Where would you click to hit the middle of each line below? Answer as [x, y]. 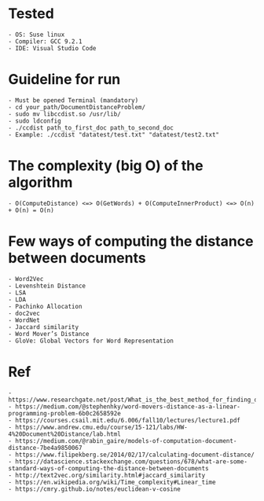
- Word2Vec [26, 279]
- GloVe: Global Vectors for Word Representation [91, 341]
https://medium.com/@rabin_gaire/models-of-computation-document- [126, 441]
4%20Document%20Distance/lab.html [65, 434]
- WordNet [24, 320]
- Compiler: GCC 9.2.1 [45, 41]
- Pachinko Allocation [45, 306]
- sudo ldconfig [35, 121]
